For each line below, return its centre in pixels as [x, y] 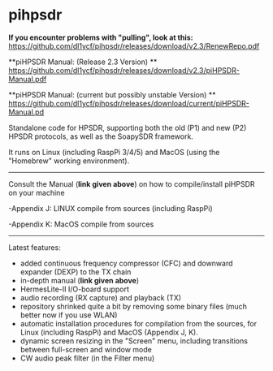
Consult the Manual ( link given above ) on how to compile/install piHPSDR [132, 183]
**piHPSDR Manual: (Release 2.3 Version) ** [83, 62]
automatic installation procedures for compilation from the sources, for [139, 323]
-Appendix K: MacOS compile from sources [81, 224]
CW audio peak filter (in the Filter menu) [87, 358]
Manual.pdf [28, 79]
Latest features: [35, 247]
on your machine [37, 192]
